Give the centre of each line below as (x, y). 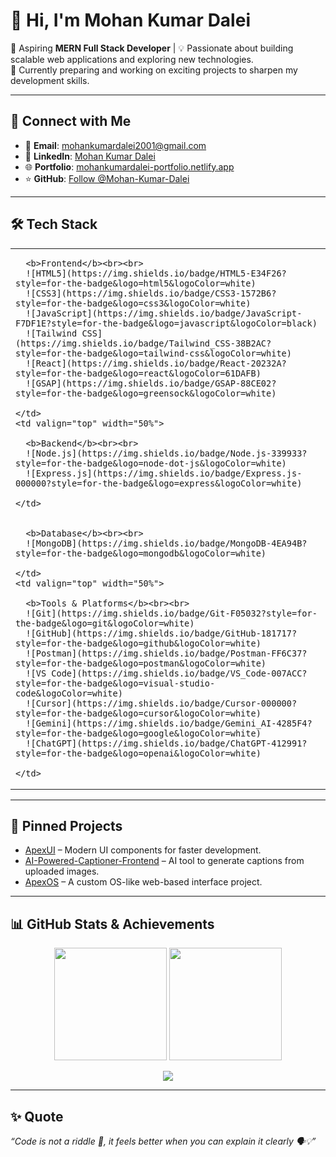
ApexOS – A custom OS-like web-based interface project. (143, 882)
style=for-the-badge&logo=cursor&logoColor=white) (138, 713)
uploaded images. (62, 871)
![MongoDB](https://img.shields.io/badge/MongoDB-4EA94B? (166, 543)
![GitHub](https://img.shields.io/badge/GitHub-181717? (161, 633)
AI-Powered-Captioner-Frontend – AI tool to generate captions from (164, 861)
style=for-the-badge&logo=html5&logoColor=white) (136, 283)
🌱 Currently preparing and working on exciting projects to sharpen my (154, 70)
